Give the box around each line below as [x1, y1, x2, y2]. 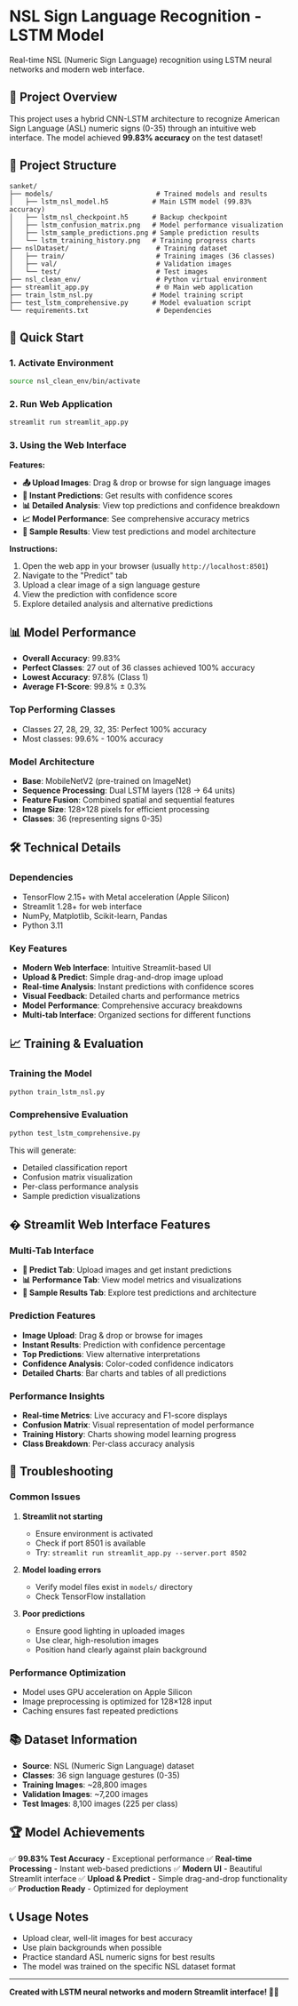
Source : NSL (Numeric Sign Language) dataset [21, 1760, 195, 1770]
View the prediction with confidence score [21, 588, 177, 599]
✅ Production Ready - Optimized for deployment [9, 1882, 189, 1894]
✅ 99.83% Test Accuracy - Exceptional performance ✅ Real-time [9, 1853, 253, 1864]
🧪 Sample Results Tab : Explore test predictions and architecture [21, 1287, 257, 1299]
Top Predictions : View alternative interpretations [21, 1348, 201, 1359]
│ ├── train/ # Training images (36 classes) [9, 252, 276, 260]
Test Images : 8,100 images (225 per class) [21, 1798, 179, 1809]
